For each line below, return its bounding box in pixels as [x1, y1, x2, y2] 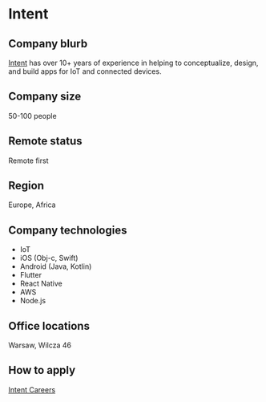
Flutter [19, 270, 42, 280]
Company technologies [8, 223, 127, 237]
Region [8, 179, 44, 193]
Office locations [8, 319, 91, 333]
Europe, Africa [8, 200, 56, 209]
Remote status [8, 134, 83, 148]
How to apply [8, 363, 76, 377]
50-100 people [8, 111, 58, 120]
